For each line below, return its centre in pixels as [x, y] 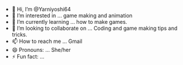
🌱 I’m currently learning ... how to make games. [70, 22]
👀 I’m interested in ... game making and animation [72, 16]
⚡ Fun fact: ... [28, 56]
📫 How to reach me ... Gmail [47, 41]
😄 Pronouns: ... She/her [41, 50]
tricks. [20, 35]
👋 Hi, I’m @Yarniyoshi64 [41, 9]
